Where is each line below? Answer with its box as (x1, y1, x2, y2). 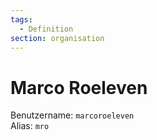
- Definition (19, 24, 74, 34)
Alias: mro (10, 120, 50, 132)
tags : (10, 14, 33, 25)
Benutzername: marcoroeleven (10, 109, 135, 121)
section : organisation (10, 33, 105, 43)
